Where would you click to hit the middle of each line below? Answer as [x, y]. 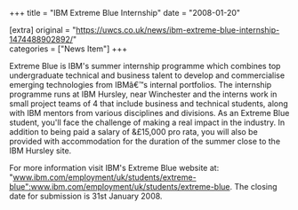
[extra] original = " [43, 30]
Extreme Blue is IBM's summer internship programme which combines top [145, 66]
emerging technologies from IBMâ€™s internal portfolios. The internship [141, 85]
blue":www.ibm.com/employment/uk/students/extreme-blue [120, 187]
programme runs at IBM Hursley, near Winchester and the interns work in [143, 94]
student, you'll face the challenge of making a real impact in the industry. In [147, 122]
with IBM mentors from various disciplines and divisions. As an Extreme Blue [149, 113]
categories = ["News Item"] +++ [68, 49]
